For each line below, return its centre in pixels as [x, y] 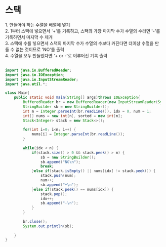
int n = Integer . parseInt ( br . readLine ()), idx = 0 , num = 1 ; [87, 111]
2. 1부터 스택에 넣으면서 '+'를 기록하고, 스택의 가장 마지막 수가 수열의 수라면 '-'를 [83, 31]
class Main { [17, 93]
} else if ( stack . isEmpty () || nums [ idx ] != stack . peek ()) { [94, 171]
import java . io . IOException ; [35, 75]
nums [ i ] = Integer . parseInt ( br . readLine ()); [78, 134]
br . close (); [35, 221]
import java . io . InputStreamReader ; [42, 80]
